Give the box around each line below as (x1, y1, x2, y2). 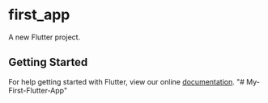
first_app (8, 6, 70, 24)
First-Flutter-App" (8, 85, 67, 95)
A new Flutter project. (8, 32, 81, 42)
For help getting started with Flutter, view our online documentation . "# (8, 76, 245, 86)
